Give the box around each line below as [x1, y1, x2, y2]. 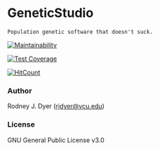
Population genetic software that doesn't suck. [7, 28, 153, 35]
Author [7, 86, 33, 96]
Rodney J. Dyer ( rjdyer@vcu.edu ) [7, 102, 105, 110]
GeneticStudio [7, 5, 94, 21]
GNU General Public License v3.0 [7, 136, 105, 144]
